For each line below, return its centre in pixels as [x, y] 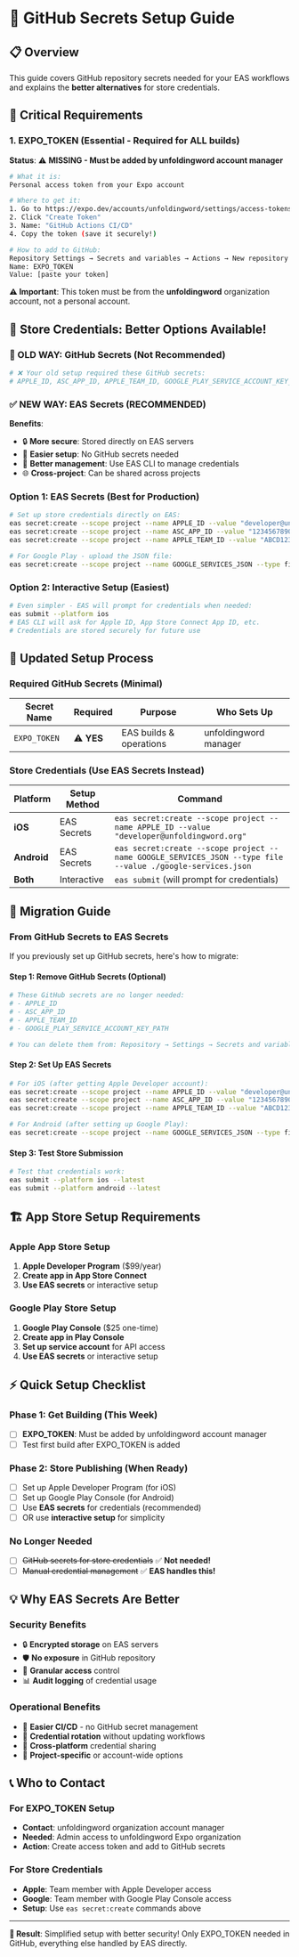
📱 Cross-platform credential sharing [89, 1745]
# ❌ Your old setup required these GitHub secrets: [108, 373]
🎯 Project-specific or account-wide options [103, 1755]
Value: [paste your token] [59, 275]
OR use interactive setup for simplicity [93, 1518]
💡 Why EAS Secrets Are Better [94, 1599]
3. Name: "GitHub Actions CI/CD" [71, 226]
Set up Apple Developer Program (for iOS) [99, 1487]
